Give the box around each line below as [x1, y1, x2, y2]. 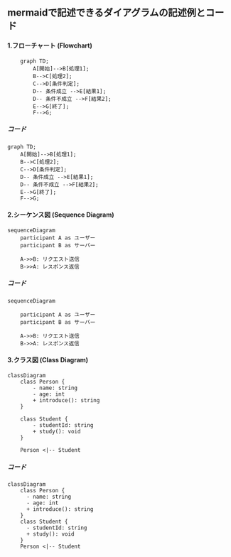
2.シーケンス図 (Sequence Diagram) [7, 210, 114, 219]
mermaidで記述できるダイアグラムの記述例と [7, 6, 206, 19]
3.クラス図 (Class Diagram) [7, 356, 89, 364]
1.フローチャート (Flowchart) [7, 41, 92, 50]
